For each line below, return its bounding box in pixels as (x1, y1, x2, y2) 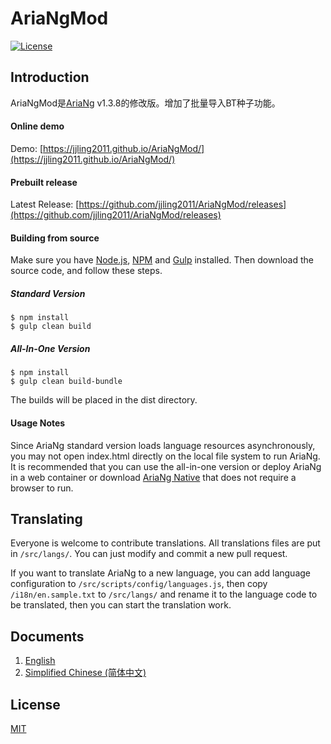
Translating (10, 510, 83, 527)
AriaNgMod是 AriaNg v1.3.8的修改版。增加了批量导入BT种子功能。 (10, 97, 281, 109)
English (24, 655, 56, 667)
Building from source (10, 232, 100, 244)
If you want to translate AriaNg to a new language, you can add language (10, 567, 311, 579)
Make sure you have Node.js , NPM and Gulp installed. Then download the (10, 254, 314, 266)
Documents (10, 628, 85, 645)
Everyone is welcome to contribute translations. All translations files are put (10, 537, 321, 549)
